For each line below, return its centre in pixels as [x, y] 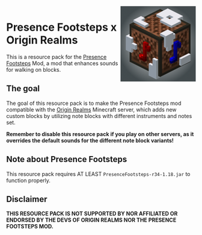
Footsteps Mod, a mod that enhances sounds [62, 63]
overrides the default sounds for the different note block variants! [90, 140]
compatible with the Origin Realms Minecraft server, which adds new [91, 109]
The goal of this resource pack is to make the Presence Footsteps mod [94, 103]
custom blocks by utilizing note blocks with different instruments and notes [99, 116]
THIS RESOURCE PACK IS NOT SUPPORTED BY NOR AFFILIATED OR [92, 214]
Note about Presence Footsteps [67, 159]
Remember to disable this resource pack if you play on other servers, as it [100, 134]
